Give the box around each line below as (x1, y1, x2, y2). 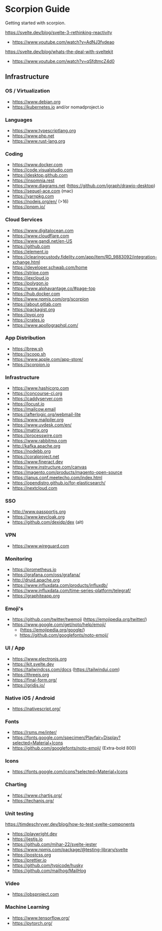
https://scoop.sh (12, 351, 46, 357)
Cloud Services (5, 216, 43, 223)
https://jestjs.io (12, 836, 43, 842)
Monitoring (5, 555, 32, 562)
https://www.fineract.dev (12, 459, 63, 465)
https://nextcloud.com (12, 485, 58, 491)
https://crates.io (12, 317, 45, 323)
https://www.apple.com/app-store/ (12, 356, 83, 362)
